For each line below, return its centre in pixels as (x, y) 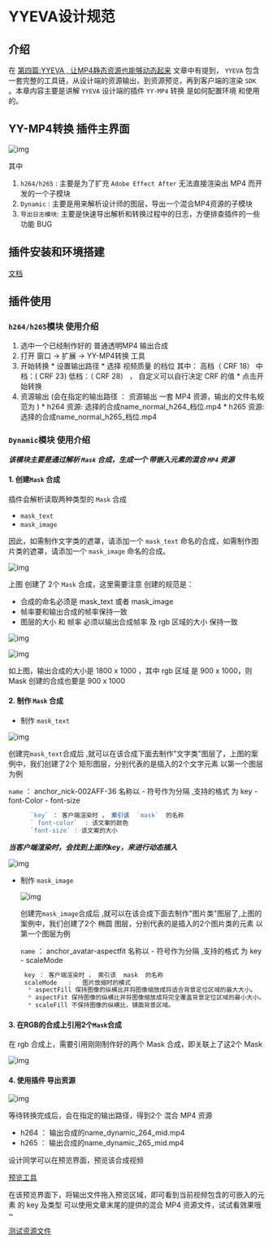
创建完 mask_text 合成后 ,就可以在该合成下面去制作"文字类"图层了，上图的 (130, 754)
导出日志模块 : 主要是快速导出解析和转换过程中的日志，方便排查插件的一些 (140, 213)
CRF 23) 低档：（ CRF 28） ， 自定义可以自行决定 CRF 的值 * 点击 (148, 376)
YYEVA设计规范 (62, 17)
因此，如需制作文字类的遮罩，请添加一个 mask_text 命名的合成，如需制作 (130, 541)
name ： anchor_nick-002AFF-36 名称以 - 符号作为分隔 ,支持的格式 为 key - (133, 791)
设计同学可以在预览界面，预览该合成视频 (76, 1160)
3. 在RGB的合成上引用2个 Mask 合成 (65, 1024)
